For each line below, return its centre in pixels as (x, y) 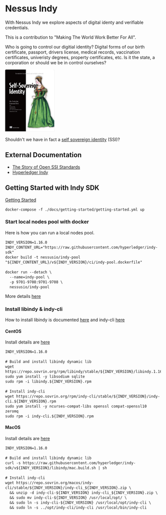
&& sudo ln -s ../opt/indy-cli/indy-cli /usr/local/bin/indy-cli (78, 508)
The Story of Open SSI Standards (46, 167)
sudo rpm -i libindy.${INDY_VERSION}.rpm (48, 382)
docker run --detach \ (28, 272)
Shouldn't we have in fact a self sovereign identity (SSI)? (62, 139)
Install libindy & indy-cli (34, 309)
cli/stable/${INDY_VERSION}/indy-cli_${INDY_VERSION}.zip (66, 488)
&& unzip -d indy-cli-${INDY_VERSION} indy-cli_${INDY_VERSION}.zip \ (84, 493)
